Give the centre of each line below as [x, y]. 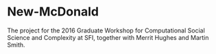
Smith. [16, 45]
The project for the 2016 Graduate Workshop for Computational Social [106, 30]
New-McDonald [53, 12]
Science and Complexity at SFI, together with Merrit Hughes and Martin [108, 37]
